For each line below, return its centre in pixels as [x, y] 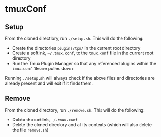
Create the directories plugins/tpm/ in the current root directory [76, 48]
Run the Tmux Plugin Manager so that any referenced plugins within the [84, 63]
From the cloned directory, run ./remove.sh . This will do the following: [75, 110]
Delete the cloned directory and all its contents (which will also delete [82, 124]
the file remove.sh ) [30, 130]
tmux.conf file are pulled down [42, 68]
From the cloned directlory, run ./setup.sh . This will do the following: [74, 38]
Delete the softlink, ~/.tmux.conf [45, 120]
